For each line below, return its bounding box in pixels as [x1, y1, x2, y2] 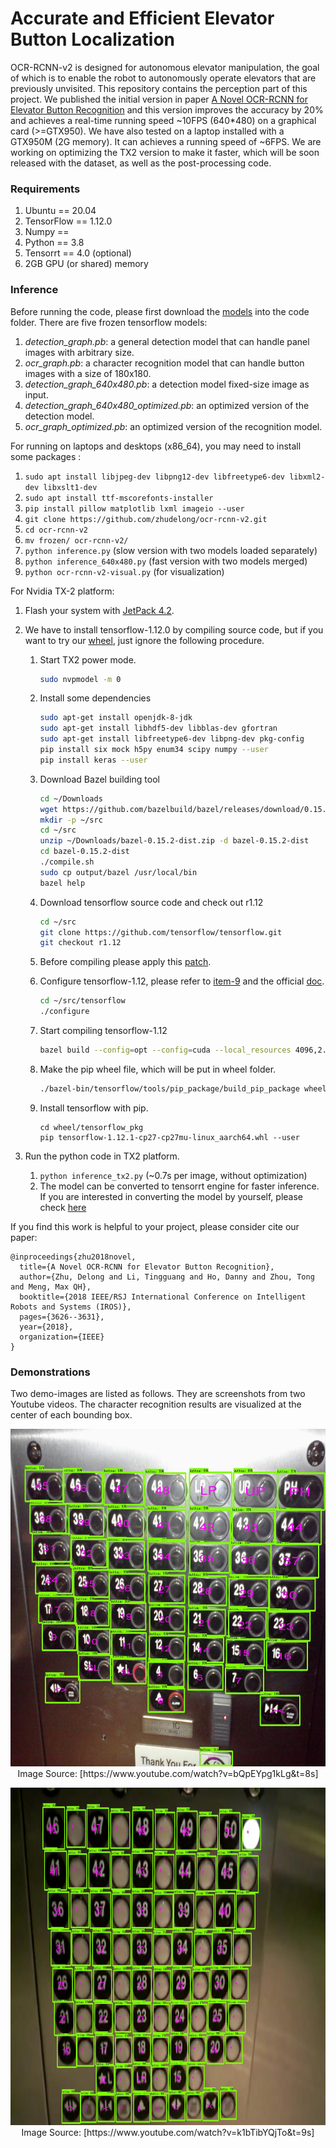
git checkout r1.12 [39, 938, 122, 948]
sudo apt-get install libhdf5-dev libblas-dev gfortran [39, 723, 278, 734]
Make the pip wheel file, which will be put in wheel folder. [39, 1063, 277, 1075]
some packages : [10, 450, 82, 462]
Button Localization [10, 28, 176, 51]
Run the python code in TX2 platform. [24, 1150, 180, 1162]
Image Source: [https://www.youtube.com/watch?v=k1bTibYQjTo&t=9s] [21, 2127, 315, 2139]
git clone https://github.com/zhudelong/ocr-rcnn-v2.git [24, 514, 268, 524]
